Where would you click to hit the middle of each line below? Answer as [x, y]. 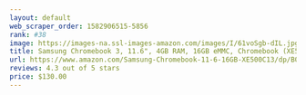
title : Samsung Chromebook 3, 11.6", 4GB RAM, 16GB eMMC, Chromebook [144, 52]
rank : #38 [28, 34]
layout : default [40, 18]
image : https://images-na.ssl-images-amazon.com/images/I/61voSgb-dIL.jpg [154, 43]
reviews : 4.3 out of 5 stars [65, 69]
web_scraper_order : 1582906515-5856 [79, 26]
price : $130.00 [38, 77]
